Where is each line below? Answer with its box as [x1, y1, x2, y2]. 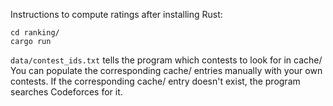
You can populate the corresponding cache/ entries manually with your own [10, 65, 323, 76]
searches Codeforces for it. [10, 86, 123, 98]
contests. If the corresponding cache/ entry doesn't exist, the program [10, 75, 301, 87]
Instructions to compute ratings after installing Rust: [10, 9, 223, 20]
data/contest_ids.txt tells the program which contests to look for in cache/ [10, 54, 323, 66]
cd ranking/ [10, 28, 60, 38]
